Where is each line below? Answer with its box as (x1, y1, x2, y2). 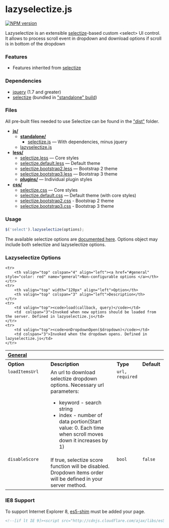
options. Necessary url (50, 382, 104, 389)
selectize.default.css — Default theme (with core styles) (20, 192, 137, 198)
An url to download (50, 369, 96, 376)
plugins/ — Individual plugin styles (20, 176, 93, 182)
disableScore (8, 456, 39, 462)
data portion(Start (59, 418, 102, 425)
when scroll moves (59, 431, 104, 438)
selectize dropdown (50, 375, 98, 382)
